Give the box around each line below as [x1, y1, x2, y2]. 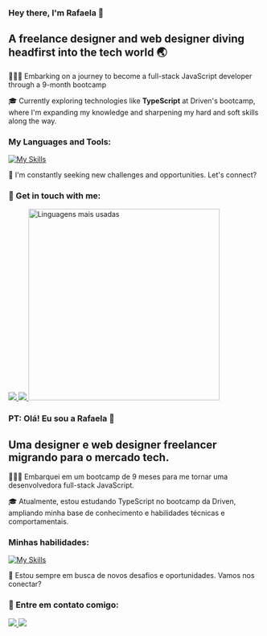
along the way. [8, 116, 57, 126]
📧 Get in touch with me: [8, 189, 101, 201]
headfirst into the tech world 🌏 [8, 46, 167, 60]
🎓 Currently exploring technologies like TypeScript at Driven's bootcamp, [8, 96, 256, 106]
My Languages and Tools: [8, 136, 111, 148]
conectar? [8, 580, 42, 589]
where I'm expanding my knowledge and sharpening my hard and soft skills [8, 107, 259, 117]
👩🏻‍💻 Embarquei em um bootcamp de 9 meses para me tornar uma [8, 472, 228, 482]
